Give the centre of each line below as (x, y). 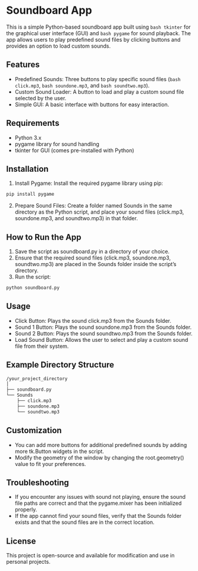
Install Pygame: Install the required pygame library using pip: (89, 183)
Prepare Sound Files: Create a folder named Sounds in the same (93, 206)
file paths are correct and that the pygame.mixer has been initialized (98, 503)
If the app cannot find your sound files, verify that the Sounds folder (98, 516)
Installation (27, 169)
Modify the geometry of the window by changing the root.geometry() (99, 458)
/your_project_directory (37, 379)
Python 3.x (28, 137)
